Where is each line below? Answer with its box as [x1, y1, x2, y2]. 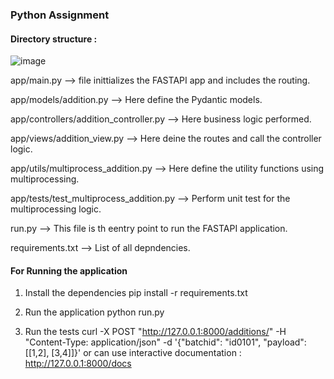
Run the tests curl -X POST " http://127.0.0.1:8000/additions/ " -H [24, 326, 287, 338]
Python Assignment [10, 8, 110, 22]
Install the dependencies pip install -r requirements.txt [24, 287, 248, 299]
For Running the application [10, 264, 128, 277]
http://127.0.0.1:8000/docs [24, 358, 132, 370]
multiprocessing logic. [10, 203, 102, 215]
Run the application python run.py [24, 306, 165, 318]
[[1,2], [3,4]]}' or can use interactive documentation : [24, 347, 242, 359]
